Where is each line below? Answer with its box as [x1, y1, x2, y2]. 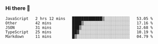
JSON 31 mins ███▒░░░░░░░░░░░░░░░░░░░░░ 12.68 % [5, 25, 153, 30]
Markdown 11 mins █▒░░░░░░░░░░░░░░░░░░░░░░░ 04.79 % [5, 34, 153, 39]
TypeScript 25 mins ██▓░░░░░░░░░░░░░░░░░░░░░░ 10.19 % [5, 30, 153, 35]
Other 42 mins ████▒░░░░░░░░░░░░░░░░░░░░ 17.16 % [5, 20, 153, 26]
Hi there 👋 [5, 5, 31, 12]
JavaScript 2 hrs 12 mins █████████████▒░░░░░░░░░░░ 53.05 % [5, 16, 153, 21]
